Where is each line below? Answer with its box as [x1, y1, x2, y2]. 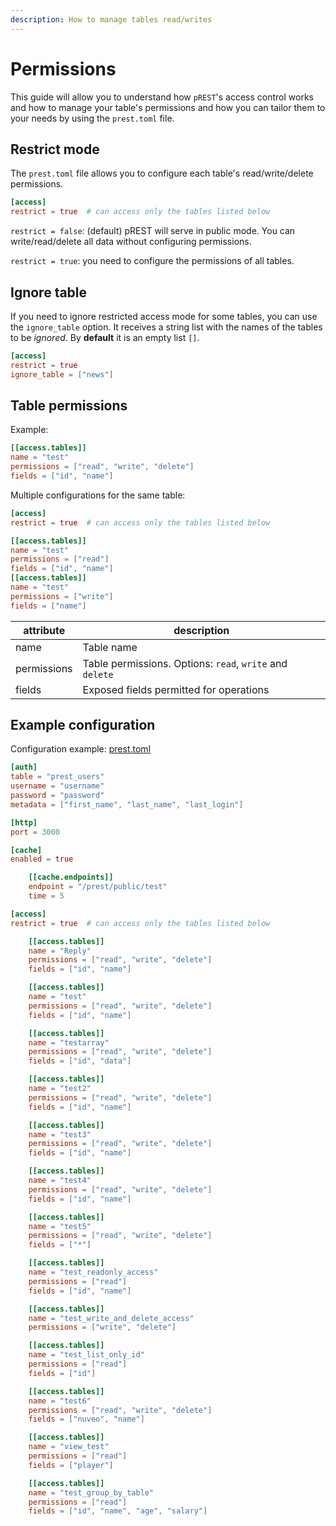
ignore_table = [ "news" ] [10, 369, 114, 380]
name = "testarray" [28, 1037, 110, 1048]
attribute [23, 623, 66, 637]
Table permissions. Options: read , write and [82, 656, 288, 670]
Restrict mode [10, 141, 100, 158]
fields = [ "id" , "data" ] [28, 1056, 132, 1066]
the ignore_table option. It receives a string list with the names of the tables [10, 321, 323, 333]
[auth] [10, 762, 38, 773]
